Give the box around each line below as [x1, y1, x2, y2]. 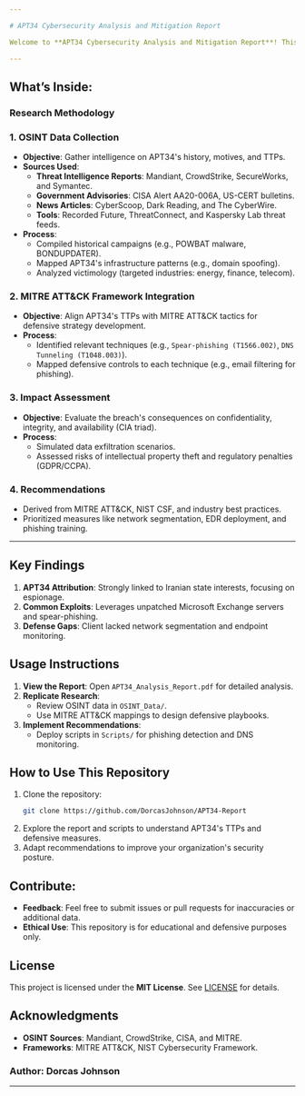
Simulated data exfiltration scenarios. [35, 441, 176, 452]
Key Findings [9, 558, 85, 573]
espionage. [22, 592, 65, 603]
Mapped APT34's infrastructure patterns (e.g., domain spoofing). [35, 258, 280, 269]
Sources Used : [22, 161, 80, 173]
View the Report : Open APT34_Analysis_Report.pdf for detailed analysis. [22, 681, 293, 692]
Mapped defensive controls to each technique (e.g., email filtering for [35, 359, 296, 370]
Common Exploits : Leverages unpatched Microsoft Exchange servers [22, 601, 284, 612]
